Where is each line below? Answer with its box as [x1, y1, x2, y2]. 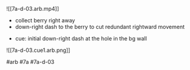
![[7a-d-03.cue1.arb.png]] [6, 46, 71, 54]
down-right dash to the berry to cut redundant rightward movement [15, 24, 185, 30]
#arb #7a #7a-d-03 [6, 59, 55, 65]
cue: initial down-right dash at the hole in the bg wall [15, 35, 147, 42]
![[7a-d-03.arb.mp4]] [6, 5, 60, 12]
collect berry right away [15, 17, 76, 24]
